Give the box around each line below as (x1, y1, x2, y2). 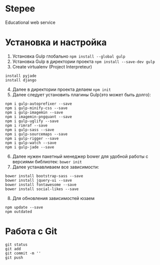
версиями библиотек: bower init (12, 158, 82, 164)
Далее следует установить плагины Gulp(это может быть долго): (12, 91, 151, 97)
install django (5, 77, 37, 82)
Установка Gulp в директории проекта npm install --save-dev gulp (12, 58, 155, 65)
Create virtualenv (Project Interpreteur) (12, 64, 92, 69)
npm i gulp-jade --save (5, 144, 55, 149)
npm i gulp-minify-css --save (5, 105, 68, 111)
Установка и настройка (5, 37, 107, 48)
